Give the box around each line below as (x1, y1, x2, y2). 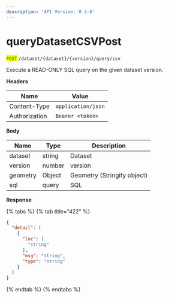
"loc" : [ (22, 236, 44, 242)
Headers (6, 77, 28, 85)
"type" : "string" (22, 258, 66, 264)
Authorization (9, 112, 47, 120)
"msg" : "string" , (22, 252, 66, 258)
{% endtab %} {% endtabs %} (6, 286, 81, 293)
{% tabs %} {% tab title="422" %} (6, 207, 90, 215)
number (42, 161, 65, 170)
